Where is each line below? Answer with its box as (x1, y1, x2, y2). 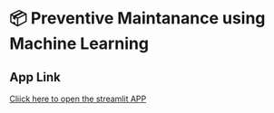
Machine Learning (9, 33, 150, 54)
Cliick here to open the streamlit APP (9, 93, 147, 104)
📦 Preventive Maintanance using (9, 8, 266, 29)
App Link (9, 70, 61, 85)
